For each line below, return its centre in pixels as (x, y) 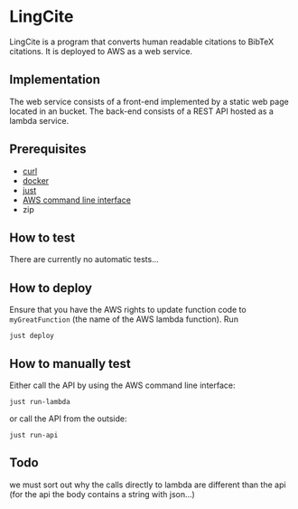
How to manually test (70, 363)
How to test (42, 237)
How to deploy (51, 288)
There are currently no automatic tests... (84, 259)
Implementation (55, 80)
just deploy (32, 336)
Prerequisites (48, 150)
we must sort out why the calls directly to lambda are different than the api (148, 485)
